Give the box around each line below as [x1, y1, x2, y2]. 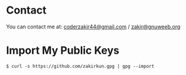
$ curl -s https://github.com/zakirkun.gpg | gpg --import [6, 63, 155, 69]
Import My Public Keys [6, 44, 120, 57]
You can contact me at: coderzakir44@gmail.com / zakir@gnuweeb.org [6, 23, 181, 30]
